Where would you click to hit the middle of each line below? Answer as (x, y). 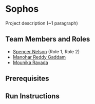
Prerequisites (27, 79)
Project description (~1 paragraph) (42, 23)
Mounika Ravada (30, 63)
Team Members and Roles (48, 39)
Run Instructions (33, 96)
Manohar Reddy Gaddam (39, 57)
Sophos (22, 9)
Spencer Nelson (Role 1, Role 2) (46, 51)
